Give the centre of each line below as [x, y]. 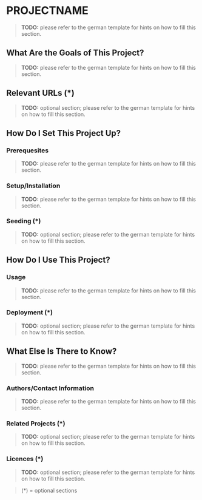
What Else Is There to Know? [62, 352]
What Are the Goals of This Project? [75, 53]
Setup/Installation [33, 186]
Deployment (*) [30, 312]
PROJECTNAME [48, 11]
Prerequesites [28, 150]
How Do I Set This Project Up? [64, 133]
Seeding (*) [24, 221]
